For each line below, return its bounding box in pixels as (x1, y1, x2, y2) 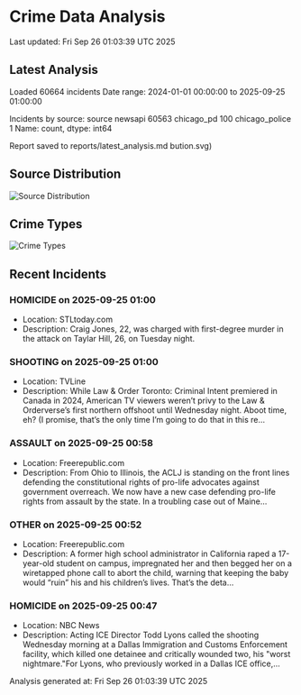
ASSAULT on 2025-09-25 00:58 (9, 437, 153, 450)
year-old (22, 557, 55, 569)
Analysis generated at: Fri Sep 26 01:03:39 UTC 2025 (9, 676, 208, 687)
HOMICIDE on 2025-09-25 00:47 (9, 599, 158, 612)
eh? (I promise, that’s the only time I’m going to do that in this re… (22, 415, 266, 425)
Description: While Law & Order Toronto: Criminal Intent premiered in (22, 386, 278, 397)
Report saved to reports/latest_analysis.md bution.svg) (9, 140, 213, 151)
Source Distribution (9, 167, 122, 182)
